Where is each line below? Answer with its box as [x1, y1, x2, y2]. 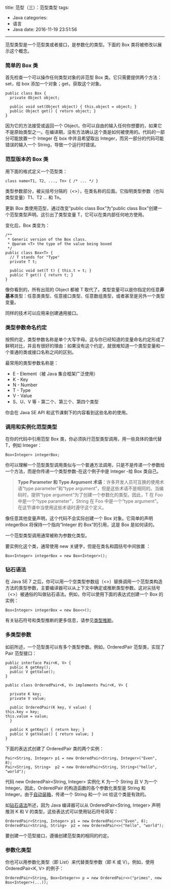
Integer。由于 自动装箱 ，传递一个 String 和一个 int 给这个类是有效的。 [5, 791, 149, 797]
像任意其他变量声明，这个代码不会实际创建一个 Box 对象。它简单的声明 [5, 515, 153, 521]
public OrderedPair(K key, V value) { [10, 704, 92, 710]
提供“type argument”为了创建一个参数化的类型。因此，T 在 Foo [31, 492, 163, 498]
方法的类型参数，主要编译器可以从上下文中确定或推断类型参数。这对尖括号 [5, 585, 160, 591]
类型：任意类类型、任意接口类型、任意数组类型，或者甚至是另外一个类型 [14, 293, 165, 299]
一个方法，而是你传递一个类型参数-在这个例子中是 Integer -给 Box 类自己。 [5, 468, 161, 474]
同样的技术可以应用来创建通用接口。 [5, 310, 81, 316]
